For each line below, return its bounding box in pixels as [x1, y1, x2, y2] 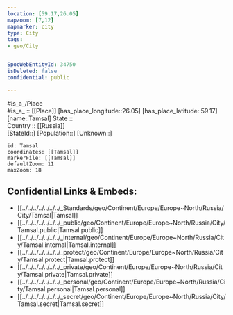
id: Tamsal [7, 142, 39, 150]
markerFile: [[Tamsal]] [7, 154, 76, 161]
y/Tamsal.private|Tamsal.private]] [17, 270, 113, 279]
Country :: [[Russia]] [7, 121, 65, 129]
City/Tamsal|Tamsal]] [17, 211, 78, 220]
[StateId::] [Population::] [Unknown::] [7, 129, 112, 137]
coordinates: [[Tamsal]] [7, 148, 79, 155]
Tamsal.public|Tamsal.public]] [17, 226, 103, 234]
